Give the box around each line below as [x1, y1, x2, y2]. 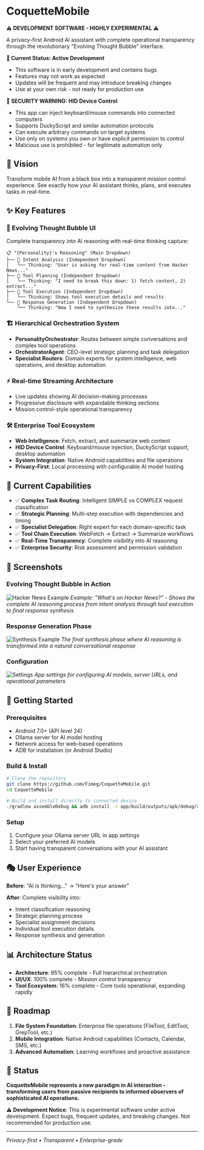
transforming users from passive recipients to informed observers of [6, 1088, 184, 1095]
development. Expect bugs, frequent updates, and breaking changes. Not [6, 1113, 190, 1120]
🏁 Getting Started [6, 695, 73, 705]
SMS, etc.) [15, 1041, 42, 1049]
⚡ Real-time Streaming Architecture [6, 377, 114, 385]
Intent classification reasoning [15, 905, 91, 912]
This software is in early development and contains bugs [15, 66, 157, 74]
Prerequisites [6, 713, 47, 722]
